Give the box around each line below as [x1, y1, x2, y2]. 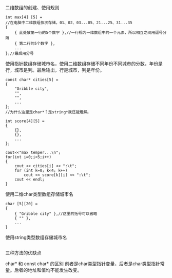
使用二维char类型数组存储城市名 [5, 191, 73, 197]
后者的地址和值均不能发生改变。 [14, 267, 82, 273]
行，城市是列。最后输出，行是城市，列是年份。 [5, 67, 104, 73]
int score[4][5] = [5, 118, 45, 124]
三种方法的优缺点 [5, 250, 42, 255]
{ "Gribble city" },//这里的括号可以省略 [14, 211, 98, 216]
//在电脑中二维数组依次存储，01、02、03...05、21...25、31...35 [5, 20, 132, 25]
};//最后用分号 [5, 51, 34, 56]
